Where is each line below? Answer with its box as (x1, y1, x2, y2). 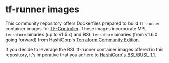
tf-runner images (5, 4, 79, 15)
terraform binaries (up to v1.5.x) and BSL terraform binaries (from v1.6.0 (5, 31, 158, 37)
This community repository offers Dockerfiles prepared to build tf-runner (5, 20, 160, 26)
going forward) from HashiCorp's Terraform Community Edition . (5, 37, 140, 43)
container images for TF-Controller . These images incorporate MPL (5, 25, 147, 31)
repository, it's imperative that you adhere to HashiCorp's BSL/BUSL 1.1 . (5, 52, 156, 58)
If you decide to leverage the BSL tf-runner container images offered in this (5, 46, 164, 52)
